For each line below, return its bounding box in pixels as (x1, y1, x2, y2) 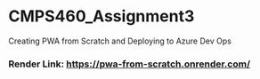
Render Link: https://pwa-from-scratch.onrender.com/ (8, 58, 251, 70)
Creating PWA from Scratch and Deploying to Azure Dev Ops (8, 36, 232, 46)
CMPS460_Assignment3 (8, 6, 195, 27)
